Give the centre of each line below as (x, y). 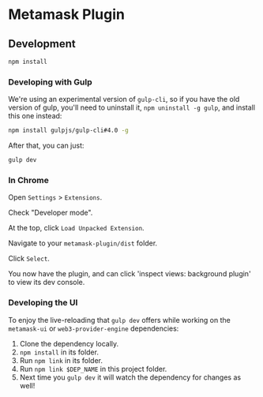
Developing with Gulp (50, 82)
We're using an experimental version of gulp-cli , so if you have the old (124, 99)
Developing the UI (43, 303)
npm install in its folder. (59, 352)
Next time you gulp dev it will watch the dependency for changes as (130, 377)
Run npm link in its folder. (61, 360)
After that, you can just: (46, 146)
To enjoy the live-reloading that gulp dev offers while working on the (119, 320)
